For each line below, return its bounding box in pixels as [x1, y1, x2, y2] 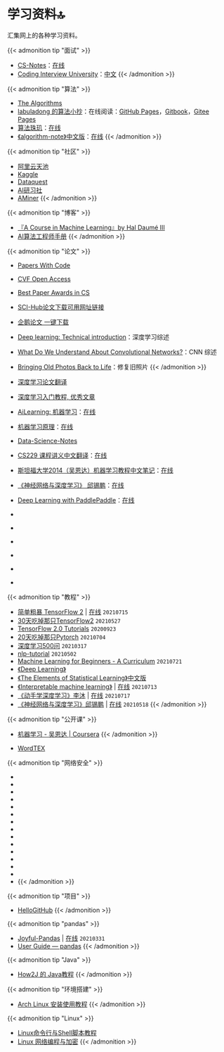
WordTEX [17, 744, 46, 752]
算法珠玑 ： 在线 [17, 123, 61, 132]
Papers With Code [17, 261, 71, 270]
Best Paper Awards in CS [17, 288, 90, 296]
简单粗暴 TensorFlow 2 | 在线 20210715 [17, 607, 129, 616]
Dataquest [17, 177, 48, 186]
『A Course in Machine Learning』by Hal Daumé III [17, 223, 165, 232]
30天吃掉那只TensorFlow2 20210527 [17, 616, 121, 625]
